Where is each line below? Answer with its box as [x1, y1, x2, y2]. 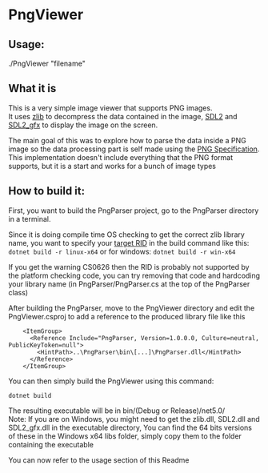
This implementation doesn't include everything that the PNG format [8, 152, 234, 162]
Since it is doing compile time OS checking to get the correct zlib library [8, 230, 246, 239]
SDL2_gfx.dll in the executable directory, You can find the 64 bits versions [8, 423, 252, 432]
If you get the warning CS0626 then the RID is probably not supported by [8, 262, 250, 271]
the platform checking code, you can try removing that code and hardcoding [8, 271, 261, 280]
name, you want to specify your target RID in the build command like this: [8, 238, 250, 247]
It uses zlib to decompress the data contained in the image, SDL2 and [8, 111, 238, 121]
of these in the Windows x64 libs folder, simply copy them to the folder [8, 431, 242, 441]
